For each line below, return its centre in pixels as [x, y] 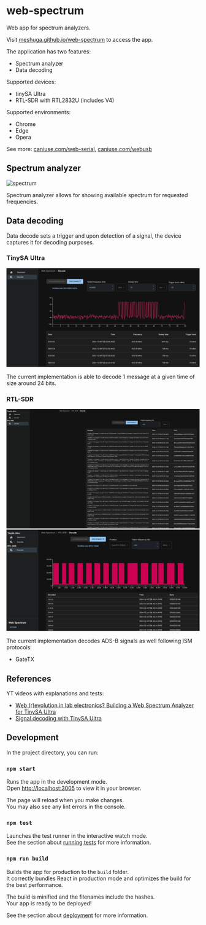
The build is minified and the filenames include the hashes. [81, 897]
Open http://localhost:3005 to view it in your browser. [74, 788]
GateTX [25, 659]
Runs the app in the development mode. [57, 782]
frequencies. [22, 201]
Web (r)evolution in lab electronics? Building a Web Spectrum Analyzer [105, 705]
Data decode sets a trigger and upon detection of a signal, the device [94, 236]
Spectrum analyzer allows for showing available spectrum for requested [97, 195]
